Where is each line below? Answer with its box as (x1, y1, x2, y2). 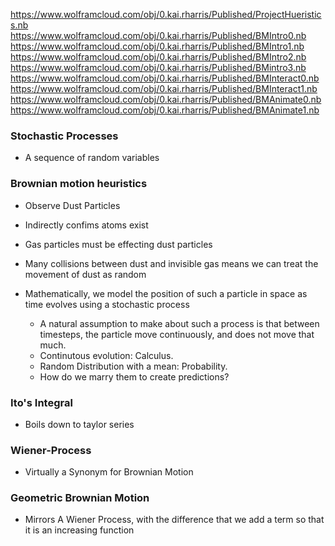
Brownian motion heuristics (10, 177, 148, 191)
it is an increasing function (24, 524, 135, 536)
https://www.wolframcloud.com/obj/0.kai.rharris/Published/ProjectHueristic (10, 9, 322, 20)
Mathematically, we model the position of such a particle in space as (24, 287, 308, 299)
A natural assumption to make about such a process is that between (39, 317, 320, 329)
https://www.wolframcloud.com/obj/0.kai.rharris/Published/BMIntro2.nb (10, 51, 307, 63)
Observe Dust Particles (24, 199, 121, 211)
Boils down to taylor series (24, 418, 135, 430)
